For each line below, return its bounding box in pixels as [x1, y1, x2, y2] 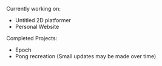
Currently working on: [6, 5, 61, 12]
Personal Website [15, 23, 59, 30]
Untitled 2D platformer [15, 17, 72, 23]
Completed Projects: [6, 35, 58, 41]
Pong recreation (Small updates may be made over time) [15, 53, 157, 59]
